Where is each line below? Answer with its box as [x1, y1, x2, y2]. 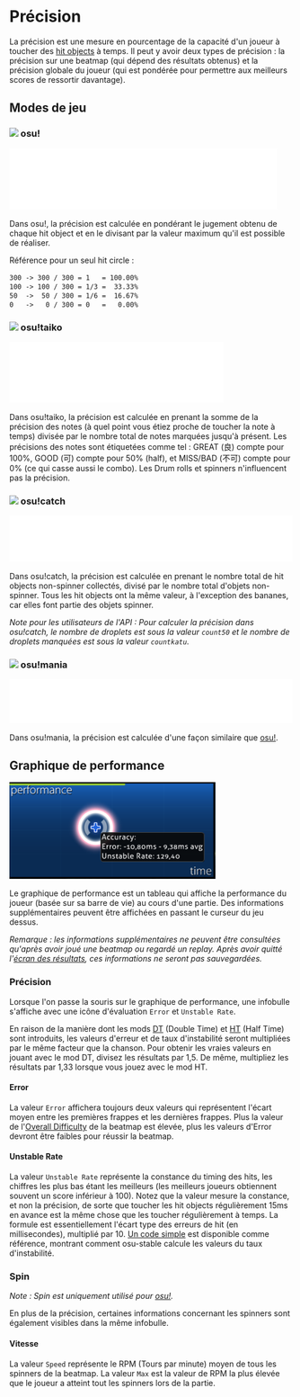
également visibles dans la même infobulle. [9, 1318, 169, 1329]
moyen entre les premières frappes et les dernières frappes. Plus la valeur [9, 1111, 284, 1122]
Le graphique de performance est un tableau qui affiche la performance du [9, 888, 287, 899]
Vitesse [9, 1338, 39, 1348]
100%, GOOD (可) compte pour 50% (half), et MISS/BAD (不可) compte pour [9, 452, 291, 463]
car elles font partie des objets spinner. [9, 599, 154, 610]
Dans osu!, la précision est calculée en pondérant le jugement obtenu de [9, 218, 278, 228]
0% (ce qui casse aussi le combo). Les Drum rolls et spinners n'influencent [9, 462, 287, 473]
